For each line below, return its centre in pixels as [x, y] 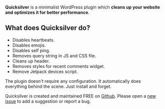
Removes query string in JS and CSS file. [54, 55]
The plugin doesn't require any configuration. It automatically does [73, 81]
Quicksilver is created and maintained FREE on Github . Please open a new [81, 96]
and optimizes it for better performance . [47, 12]
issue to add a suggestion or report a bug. [48, 101]
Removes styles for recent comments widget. [58, 66]
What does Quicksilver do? [48, 28]
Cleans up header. [31, 61]
